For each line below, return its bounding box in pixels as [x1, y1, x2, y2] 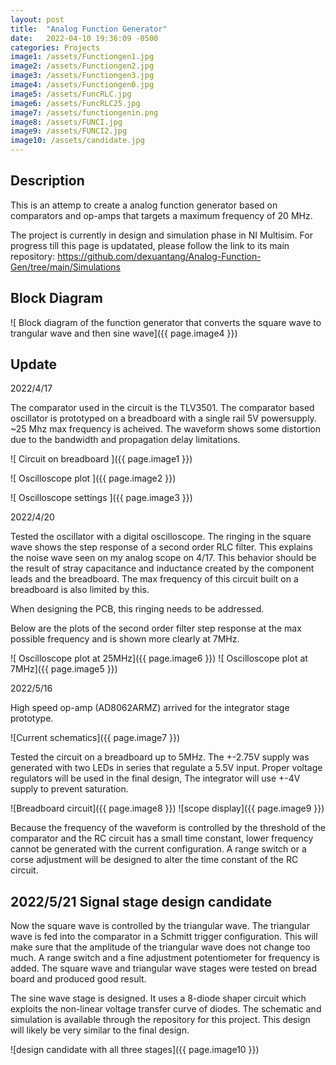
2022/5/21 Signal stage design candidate [10, 893, 273, 910]
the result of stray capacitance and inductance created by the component [10, 562, 315, 575]
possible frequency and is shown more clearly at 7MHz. [10, 633, 240, 645]
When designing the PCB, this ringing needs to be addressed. [10, 603, 265, 615]
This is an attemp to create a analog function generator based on [10, 199, 278, 211]
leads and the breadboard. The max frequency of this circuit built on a [10, 573, 299, 585]
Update [10, 356, 58, 373]
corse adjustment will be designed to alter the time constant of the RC [10, 854, 299, 866]
